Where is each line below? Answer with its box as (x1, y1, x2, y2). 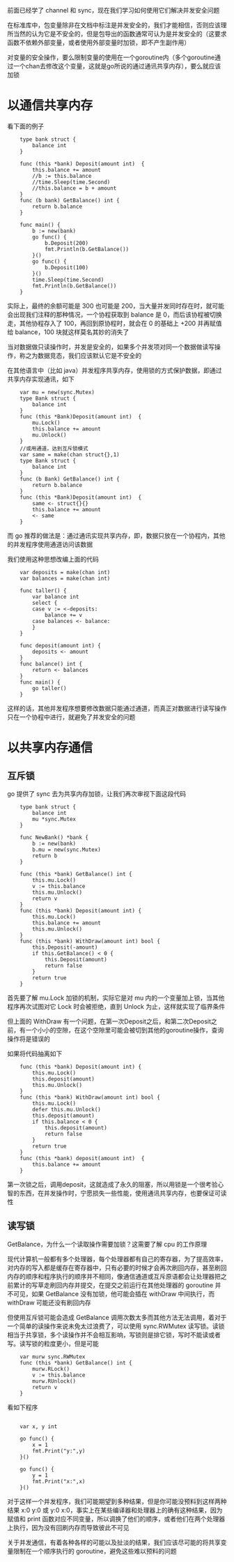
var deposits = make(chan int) (19, 569, 111, 576)
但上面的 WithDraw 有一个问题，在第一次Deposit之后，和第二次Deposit (7, 1017, 211, 1026)
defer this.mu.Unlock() (32, 1106, 101, 1113)
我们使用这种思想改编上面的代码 (7, 555, 99, 563)
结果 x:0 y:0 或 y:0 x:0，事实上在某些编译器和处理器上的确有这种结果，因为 (7, 1505, 223, 1514)
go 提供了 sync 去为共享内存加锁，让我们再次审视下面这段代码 (7, 789, 187, 797)
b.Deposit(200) (44, 239, 89, 246)
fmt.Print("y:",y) (32, 1447, 86, 1455)
